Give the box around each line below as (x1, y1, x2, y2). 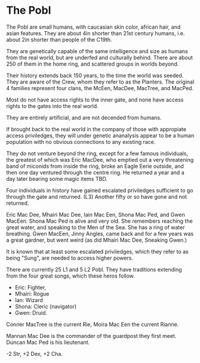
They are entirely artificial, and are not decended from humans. (6, 114, 162, 121)
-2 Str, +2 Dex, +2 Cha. (6, 350, 63, 357)
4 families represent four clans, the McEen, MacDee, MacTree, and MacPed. (6, 84, 194, 91)
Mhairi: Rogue (14, 290, 50, 297)
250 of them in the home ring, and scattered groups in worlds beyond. (6, 60, 179, 67)
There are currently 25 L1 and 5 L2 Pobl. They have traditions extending (6, 266, 182, 273)
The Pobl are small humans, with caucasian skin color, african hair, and (6, 23, 181, 30)
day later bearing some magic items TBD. (6, 175, 107, 182)
